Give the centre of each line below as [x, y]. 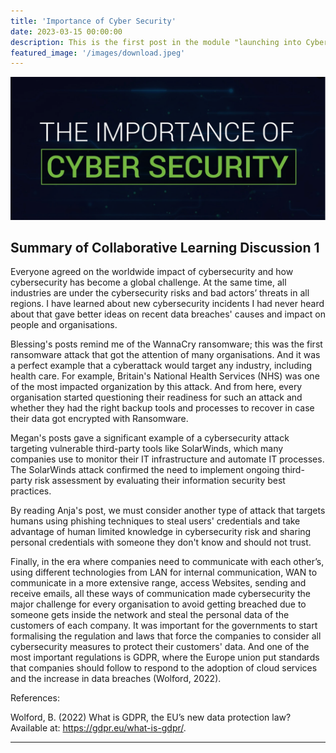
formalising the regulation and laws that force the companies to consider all [166, 636]
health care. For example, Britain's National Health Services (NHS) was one [165, 376]
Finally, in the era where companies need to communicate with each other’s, [167, 562]
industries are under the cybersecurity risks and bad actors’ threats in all [160, 293]
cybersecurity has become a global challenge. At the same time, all [148, 282]
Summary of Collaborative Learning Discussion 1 [165, 248]
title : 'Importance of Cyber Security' [93, 21]
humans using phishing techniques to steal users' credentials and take [155, 521]
